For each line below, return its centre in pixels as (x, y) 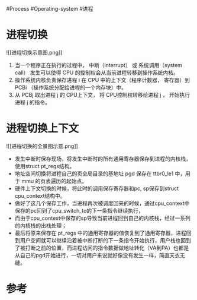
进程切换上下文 (43, 129)
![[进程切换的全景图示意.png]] (42, 146)
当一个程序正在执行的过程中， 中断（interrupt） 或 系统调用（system (98, 65)
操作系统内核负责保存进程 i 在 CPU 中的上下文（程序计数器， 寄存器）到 (102, 80)
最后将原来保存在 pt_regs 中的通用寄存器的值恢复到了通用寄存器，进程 (100, 233)
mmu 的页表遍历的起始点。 (54, 181)
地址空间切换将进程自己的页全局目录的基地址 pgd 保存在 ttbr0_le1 (94, 173)
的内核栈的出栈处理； (41, 225)
